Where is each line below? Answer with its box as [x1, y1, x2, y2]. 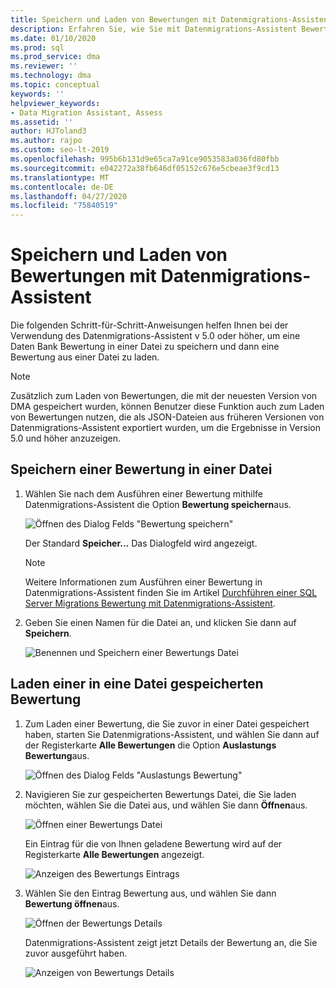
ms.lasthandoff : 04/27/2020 [10, 191, 128, 201]
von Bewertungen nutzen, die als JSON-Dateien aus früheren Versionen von [10, 411, 325, 423]
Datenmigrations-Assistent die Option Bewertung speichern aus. [24, 498, 292, 510]
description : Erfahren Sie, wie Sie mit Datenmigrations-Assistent [10, 24, 298, 34]
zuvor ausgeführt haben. [24, 947, 128, 959]
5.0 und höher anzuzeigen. [10, 432, 122, 445]
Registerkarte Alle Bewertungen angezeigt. [24, 848, 205, 860]
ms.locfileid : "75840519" [10, 201, 118, 211]
